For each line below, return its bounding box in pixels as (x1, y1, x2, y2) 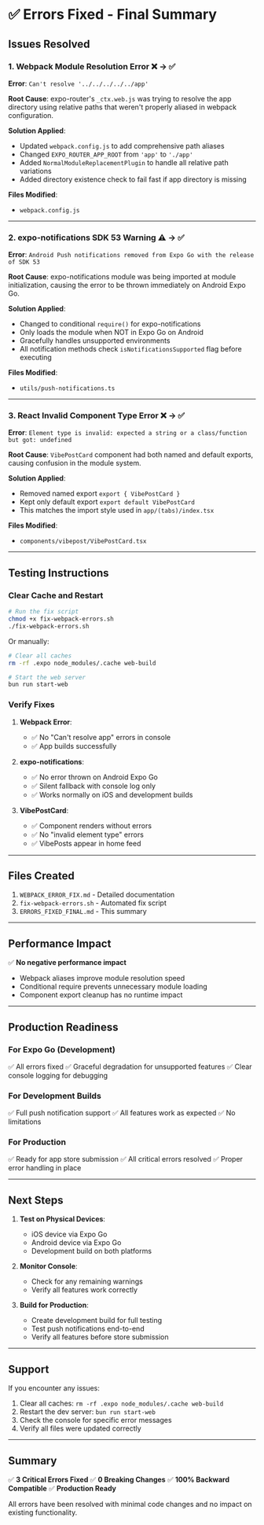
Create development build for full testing (31, 1316, 163, 1325)
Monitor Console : (19, 1262, 78, 1271)
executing (19, 352, 53, 363)
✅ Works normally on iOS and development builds (31, 790, 193, 799)
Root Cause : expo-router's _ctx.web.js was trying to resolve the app (8, 94, 232, 103)
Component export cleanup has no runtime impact (19, 990, 183, 1000)
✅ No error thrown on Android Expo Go (31, 772, 159, 782)
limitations (8, 1117, 42, 1126)
